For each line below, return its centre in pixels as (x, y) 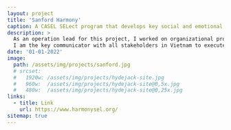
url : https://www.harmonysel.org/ (69, 109)
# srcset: (27, 71)
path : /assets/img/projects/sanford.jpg (72, 65)
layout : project (30, 13)
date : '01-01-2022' (35, 52)
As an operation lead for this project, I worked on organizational (113, 39)
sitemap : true (27, 116)
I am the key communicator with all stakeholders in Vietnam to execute (120, 45)
